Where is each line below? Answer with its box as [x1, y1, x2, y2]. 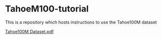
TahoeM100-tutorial [5, 3, 89, 14]
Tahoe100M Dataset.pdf [5, 28, 54, 34]
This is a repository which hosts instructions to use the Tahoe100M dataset [5, 19, 157, 25]
